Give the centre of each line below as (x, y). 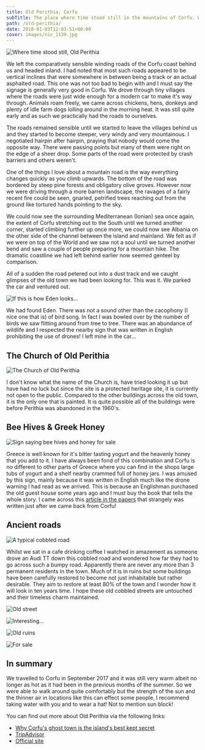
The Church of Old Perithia (58, 355)
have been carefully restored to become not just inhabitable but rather (95, 578)
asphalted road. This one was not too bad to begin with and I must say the (99, 84)
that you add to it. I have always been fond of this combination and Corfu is (101, 460)
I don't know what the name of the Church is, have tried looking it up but (97, 382)
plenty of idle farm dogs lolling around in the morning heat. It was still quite (100, 109)
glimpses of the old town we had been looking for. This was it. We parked (99, 280)
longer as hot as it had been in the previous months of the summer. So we (99, 685)
